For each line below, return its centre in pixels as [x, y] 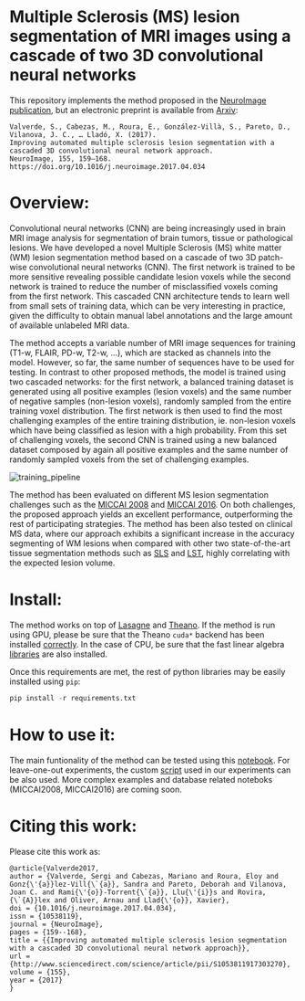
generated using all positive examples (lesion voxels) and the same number [151, 391]
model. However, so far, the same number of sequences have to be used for [152, 362]
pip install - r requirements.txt [73, 698]
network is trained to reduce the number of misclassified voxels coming [144, 286]
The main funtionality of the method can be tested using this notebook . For [150, 760]
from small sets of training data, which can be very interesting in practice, [147, 306]
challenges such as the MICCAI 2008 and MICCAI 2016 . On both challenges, [152, 504]
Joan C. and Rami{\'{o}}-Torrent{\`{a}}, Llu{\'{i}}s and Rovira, [138, 892]
